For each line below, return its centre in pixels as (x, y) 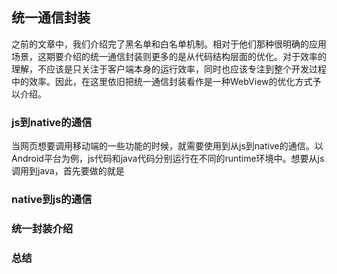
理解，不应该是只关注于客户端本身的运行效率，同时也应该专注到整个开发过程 (169, 69)
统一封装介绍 (42, 228)
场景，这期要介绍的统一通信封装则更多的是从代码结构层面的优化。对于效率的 (169, 56)
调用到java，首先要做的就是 (68, 171)
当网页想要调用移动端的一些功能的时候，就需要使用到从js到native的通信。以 (167, 146)
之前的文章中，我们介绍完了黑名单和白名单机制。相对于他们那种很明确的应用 (169, 44)
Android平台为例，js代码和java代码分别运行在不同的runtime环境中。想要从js (168, 159)
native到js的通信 (52, 200)
